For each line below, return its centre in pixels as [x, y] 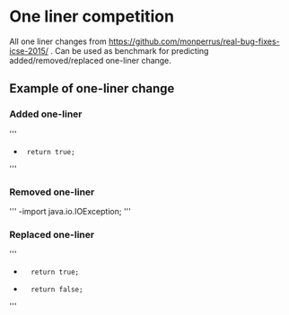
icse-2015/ [29, 50]
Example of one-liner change [92, 88]
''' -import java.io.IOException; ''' [70, 211]
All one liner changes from [58, 41]
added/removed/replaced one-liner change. [91, 60]
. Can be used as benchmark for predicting [130, 50]
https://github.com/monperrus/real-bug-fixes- [194, 41]
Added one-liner [46, 114]
